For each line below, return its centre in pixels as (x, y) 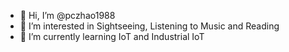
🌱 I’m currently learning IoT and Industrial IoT (112, 36)
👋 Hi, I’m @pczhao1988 (67, 15)
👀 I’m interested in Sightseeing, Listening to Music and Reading (149, 26)
